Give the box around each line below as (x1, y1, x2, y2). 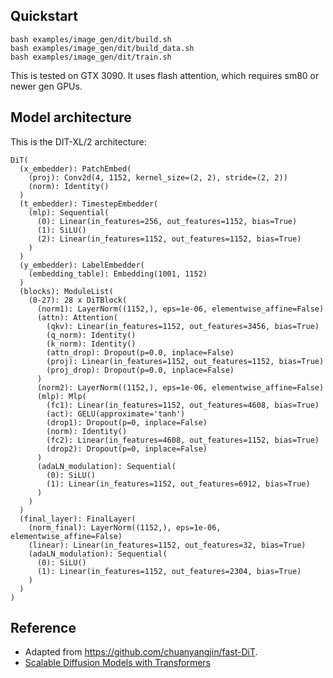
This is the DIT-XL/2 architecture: (10, 135, 147, 148)
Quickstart (10, 8, 79, 25)
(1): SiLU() (36, 225, 87, 235)
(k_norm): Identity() (46, 339, 137, 349)
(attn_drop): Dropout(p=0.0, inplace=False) (46, 347, 235, 358)
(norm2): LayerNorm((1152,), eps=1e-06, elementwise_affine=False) (36, 382, 325, 393)
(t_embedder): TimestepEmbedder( (19, 199, 159, 209)
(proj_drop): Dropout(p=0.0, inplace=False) (46, 365, 235, 375)
